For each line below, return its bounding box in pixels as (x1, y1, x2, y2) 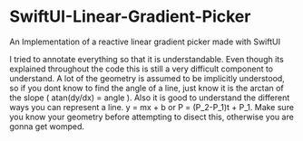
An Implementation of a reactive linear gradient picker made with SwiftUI (9, 36, 281, 47)
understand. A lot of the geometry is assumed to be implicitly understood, (9, 72, 286, 83)
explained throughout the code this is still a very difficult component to (9, 63, 274, 74)
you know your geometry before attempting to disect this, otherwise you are (9, 111, 295, 122)
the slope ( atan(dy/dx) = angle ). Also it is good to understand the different (9, 92, 290, 103)
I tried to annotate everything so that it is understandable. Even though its (9, 53, 284, 64)
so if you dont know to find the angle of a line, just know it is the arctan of (9, 82, 284, 93)
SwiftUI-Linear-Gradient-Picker (9, 6, 251, 27)
